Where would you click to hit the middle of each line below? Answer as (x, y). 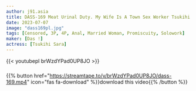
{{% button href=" (28, 75)
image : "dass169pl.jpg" (35, 28)
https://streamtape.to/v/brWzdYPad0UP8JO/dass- (111, 75)
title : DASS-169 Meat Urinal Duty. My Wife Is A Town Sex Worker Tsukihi (98, 17)
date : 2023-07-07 (27, 22)
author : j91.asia (27, 11)
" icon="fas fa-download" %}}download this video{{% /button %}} (107, 82)
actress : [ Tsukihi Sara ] (36, 45)
